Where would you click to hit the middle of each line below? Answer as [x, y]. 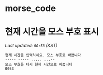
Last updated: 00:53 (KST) [31, 46]
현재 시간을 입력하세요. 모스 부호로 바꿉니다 [43, 55]
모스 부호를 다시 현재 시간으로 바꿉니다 [39, 65]
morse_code [30, 8]
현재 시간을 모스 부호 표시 [52, 32]
